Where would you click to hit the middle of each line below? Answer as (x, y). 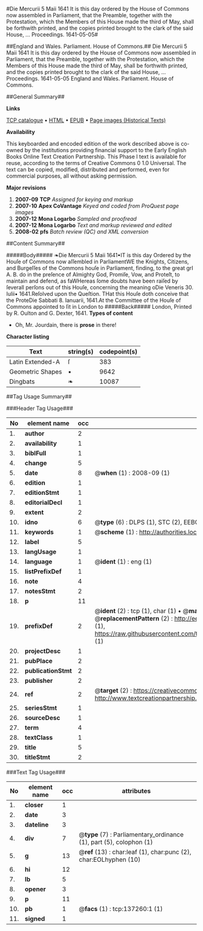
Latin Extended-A (35, 362)
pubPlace (39, 661)
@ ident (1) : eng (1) (123, 562)
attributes (136, 791)
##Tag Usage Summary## (39, 396)
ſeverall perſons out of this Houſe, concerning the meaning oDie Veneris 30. (100, 287)
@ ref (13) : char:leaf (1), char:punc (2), (135, 852)
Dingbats (22, 381)
